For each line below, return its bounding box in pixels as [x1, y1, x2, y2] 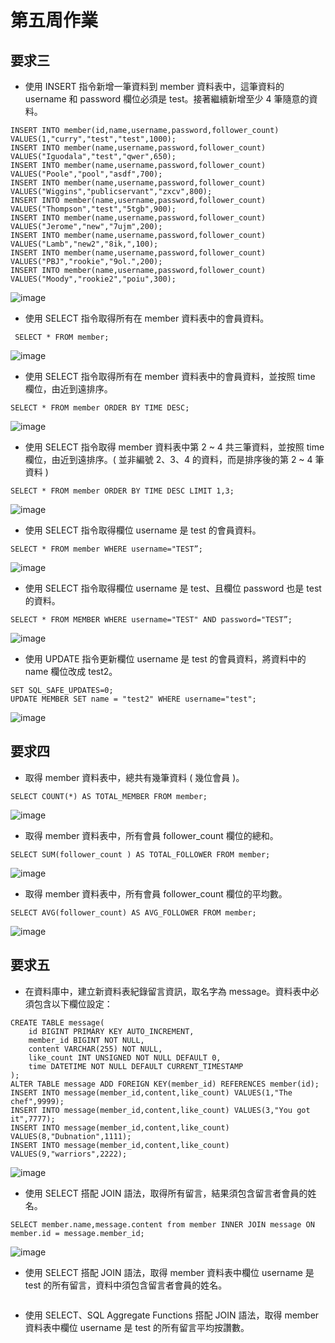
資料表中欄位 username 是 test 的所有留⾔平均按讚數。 [24, 1321, 250, 1333]
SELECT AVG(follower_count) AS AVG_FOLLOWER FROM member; [10, 907, 257, 918]
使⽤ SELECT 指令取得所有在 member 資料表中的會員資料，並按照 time [24, 371, 316, 382]
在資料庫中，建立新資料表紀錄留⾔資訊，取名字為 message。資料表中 [24, 985, 311, 997]
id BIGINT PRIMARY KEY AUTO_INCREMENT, [28, 1026, 195, 1036]
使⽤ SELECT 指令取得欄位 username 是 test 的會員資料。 [24, 524, 262, 536]
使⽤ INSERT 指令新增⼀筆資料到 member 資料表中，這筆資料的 [24, 81, 285, 92]
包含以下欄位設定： [33, 997, 113, 1010]
